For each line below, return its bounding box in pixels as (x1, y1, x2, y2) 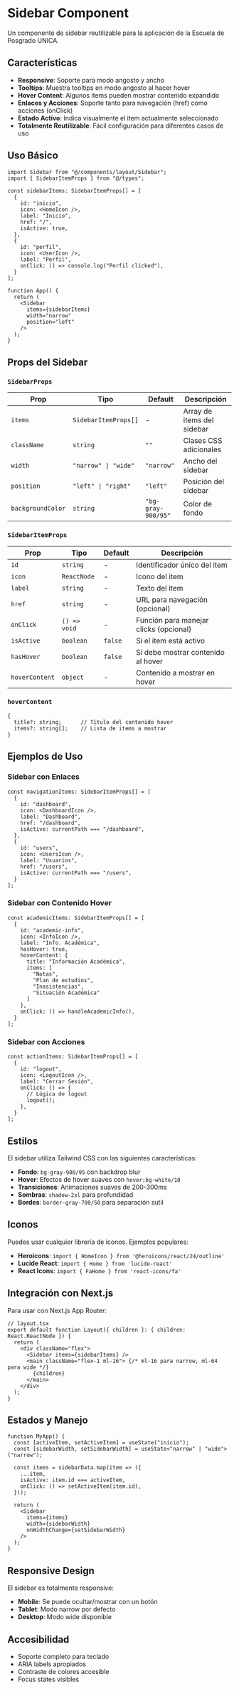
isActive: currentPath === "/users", (20, 869, 132, 877)
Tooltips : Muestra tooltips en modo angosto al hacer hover (17, 83, 191, 92)
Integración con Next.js (7, 1287, 114, 1300)
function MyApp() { (7, 1433, 65, 1440)
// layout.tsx (7, 1320, 50, 1327)
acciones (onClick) (17, 106, 73, 115)
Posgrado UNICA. (7, 36, 59, 44)
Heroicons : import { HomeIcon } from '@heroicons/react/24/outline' (17, 1251, 225, 1260)
